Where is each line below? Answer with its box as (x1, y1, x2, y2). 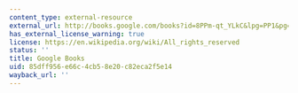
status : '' (9, 46, 50, 55)
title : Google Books (9, 54, 86, 63)
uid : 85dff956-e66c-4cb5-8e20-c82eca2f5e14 (9, 63, 173, 72)
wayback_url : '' (9, 71, 69, 80)
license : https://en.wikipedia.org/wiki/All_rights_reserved (9, 37, 240, 47)
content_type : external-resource (9, 12, 133, 22)
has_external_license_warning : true (9, 29, 145, 38)
